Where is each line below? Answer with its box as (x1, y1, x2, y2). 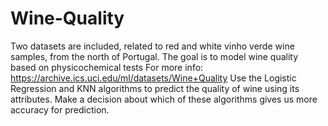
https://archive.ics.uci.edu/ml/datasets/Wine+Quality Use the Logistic (10, 72, 297, 84)
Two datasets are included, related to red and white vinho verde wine (10, 40, 295, 52)
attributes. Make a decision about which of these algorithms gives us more (10, 93, 318, 105)
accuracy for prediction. (10, 103, 110, 116)
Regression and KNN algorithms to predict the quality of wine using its (10, 82, 300, 94)
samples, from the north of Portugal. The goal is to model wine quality (10, 50, 299, 62)
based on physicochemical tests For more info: (10, 61, 204, 73)
